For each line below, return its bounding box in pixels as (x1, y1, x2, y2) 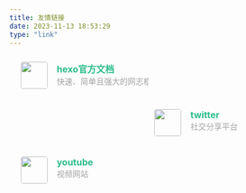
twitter (190, 109, 220, 122)
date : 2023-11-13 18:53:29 (9, 22, 111, 31)
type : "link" (9, 30, 59, 39)
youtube (57, 156, 94, 169)
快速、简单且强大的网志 (57, 76, 144, 87)
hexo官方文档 (57, 63, 114, 76)
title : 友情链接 (9, 13, 65, 23)
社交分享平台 (190, 121, 239, 132)
